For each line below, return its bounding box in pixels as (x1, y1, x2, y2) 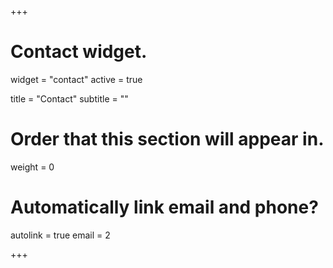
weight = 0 (10, 161, 55, 173)
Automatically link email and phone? (10, 196, 319, 219)
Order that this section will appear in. (10, 128, 325, 151)
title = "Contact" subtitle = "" (10, 92, 129, 105)
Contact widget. (10, 41, 148, 63)
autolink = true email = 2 (10, 229, 111, 241)
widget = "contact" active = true (10, 73, 143, 85)
